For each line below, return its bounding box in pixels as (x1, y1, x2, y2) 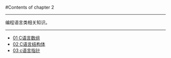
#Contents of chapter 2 (5, 5, 54, 10)
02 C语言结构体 (12, 41, 46, 47)
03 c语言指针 (12, 47, 41, 53)
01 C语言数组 (12, 35, 40, 41)
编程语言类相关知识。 (5, 20, 50, 25)
